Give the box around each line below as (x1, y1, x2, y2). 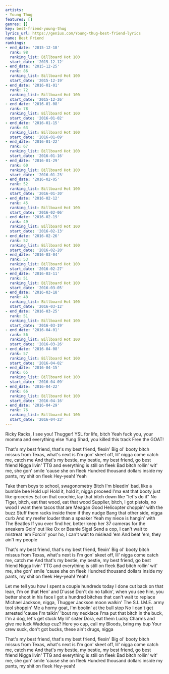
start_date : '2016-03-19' (10, 323, 65, 328)
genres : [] (5, 21, 28, 27)
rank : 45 (10, 201, 28, 206)
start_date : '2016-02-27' (10, 266, 65, 271)
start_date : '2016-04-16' (10, 398, 65, 403)
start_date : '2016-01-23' (10, 172, 65, 177)
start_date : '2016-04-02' (10, 361, 65, 366)
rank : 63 (10, 125, 28, 130)
